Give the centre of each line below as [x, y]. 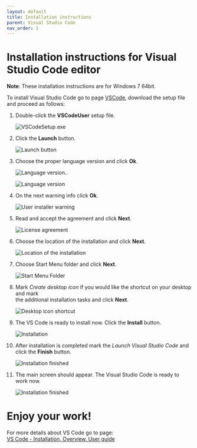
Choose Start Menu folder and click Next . [66, 264]
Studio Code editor [54, 70]
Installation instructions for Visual [92, 57]
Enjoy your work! [49, 416]
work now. [28, 381]
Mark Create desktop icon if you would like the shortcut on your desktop [103, 287]
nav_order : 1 [23, 28]
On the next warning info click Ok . [57, 196]
